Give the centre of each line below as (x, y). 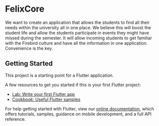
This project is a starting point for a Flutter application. (59, 75)
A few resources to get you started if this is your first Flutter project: (73, 85)
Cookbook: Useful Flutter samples (46, 99)
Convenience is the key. (29, 48)
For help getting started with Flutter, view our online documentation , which (80, 108)
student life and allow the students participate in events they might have (77, 33)
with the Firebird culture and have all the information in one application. (76, 43)
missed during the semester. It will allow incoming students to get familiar (79, 38)
